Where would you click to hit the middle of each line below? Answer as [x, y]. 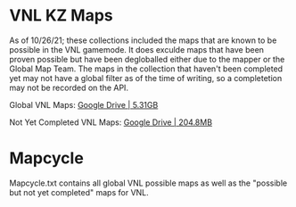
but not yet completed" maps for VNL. [79, 192]
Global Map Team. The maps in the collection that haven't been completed [146, 69]
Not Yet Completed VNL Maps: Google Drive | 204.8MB [111, 122]
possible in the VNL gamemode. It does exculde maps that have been [137, 49]
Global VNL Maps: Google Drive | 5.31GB [84, 104]
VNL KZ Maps [61, 16]
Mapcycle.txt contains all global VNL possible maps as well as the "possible [148, 183]
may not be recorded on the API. [69, 87]
